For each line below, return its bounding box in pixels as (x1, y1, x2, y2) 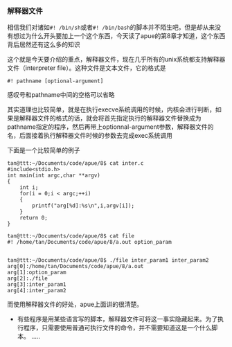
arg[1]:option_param (7, 269, 67, 276)
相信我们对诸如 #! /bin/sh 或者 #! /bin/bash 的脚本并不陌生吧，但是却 (7, 23, 203, 32)
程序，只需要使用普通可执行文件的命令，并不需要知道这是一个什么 (23, 323, 212, 332)
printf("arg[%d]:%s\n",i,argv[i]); (32, 202, 135, 209)
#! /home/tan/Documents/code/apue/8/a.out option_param (7, 239, 172, 246)
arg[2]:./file (7, 275, 48, 282)
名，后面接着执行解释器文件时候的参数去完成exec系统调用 (7, 132, 173, 140)
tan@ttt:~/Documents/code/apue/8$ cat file (7, 233, 135, 240)
